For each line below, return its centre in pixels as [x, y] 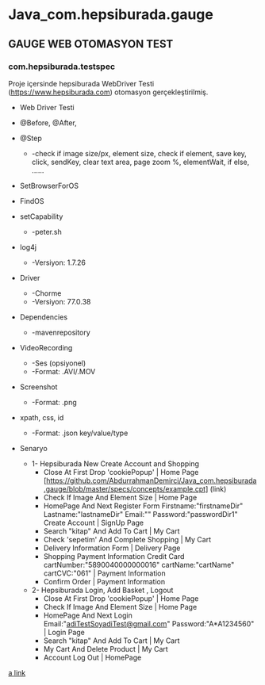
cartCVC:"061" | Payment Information [105, 573]
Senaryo [33, 448]
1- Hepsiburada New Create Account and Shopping [115, 463]
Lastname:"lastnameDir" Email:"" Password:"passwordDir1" [140, 514]
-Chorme [46, 293]
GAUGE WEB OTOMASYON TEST [91, 44]
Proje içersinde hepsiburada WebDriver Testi [81, 83]
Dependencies [44, 317]
